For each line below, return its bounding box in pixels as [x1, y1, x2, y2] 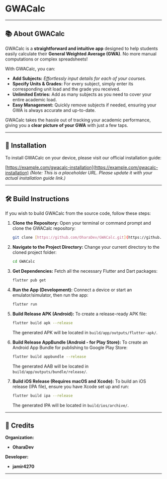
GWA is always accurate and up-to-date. [12, 107, 96, 113]
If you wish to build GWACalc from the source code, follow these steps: [5, 210, 151, 216]
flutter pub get [12, 278, 46, 283]
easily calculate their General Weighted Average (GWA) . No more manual [5, 50, 157, 56]
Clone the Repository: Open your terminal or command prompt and [12, 220, 151, 226]
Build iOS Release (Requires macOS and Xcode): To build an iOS [12, 378, 147, 384]
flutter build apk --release [12, 320, 73, 325]
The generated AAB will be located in [12, 363, 89, 369]
